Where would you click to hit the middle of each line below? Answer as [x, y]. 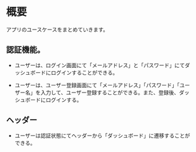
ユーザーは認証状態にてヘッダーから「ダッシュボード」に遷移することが [102, 136]
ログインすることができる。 [84, 72]
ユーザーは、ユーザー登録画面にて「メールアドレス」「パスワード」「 [97, 85]
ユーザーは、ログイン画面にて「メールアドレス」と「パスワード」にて [100, 65]
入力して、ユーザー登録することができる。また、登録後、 [110, 92]
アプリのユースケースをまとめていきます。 [57, 29]
